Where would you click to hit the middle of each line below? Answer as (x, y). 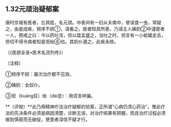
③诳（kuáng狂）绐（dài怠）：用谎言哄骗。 (50, 95)
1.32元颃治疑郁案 (32, 9)
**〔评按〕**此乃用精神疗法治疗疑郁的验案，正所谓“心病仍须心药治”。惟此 (83, 107)
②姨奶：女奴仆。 (24, 85)
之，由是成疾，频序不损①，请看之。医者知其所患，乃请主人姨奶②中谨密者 (85, 29)
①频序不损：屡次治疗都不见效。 (40, 74)
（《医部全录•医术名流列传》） (36, 52)
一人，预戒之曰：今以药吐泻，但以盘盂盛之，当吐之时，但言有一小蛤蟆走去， (85, 35)
